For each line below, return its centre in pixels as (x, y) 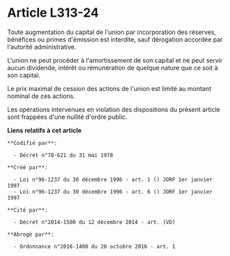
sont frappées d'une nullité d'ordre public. (67, 117)
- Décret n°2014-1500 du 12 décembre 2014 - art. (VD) (95, 222)
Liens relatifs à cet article (44, 130)
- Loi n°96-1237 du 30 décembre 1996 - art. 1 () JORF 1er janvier (113, 179)
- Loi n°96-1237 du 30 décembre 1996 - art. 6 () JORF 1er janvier (113, 192)
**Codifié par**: (32, 143)
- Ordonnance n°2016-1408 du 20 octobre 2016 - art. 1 (95, 246)
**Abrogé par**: (31, 234)
